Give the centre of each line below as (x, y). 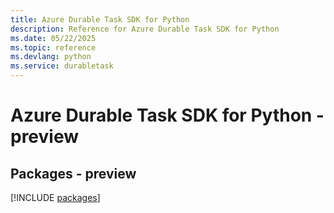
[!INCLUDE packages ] (55, 197)
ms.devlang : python (51, 57)
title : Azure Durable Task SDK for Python (100, 19)
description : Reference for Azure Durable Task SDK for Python (145, 29)
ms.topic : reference (53, 47)
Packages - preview (73, 173)
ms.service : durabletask (62, 66)
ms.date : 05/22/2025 (53, 38)
